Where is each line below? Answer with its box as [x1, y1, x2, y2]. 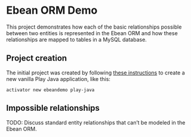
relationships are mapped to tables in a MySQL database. [6, 36, 147, 43]
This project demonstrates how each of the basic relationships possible [6, 23, 182, 30]
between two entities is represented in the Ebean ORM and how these [6, 29, 178, 36]
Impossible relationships [6, 103, 100, 113]
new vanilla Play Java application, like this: [6, 75, 110, 82]
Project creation [6, 53, 67, 63]
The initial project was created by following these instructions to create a [6, 69, 185, 76]
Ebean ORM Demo [6, 4, 98, 17]
